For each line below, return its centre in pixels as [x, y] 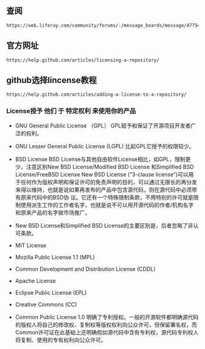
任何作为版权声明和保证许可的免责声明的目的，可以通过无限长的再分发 [109, 182]
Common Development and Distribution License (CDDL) [85, 269]
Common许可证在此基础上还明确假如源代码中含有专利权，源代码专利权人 [107, 332]
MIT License [31, 245]
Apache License [35, 281]
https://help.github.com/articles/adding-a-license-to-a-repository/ [97, 95]
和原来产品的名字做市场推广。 [52, 212]
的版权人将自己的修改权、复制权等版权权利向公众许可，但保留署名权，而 [106, 325]
